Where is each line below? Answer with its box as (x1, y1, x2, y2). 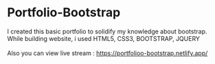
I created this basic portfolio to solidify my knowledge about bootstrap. (7, 27, 207, 35)
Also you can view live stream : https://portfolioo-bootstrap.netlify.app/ (7, 49, 208, 57)
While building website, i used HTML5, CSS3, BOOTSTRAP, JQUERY (7, 34, 201, 42)
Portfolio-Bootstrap (7, 5, 121, 20)
